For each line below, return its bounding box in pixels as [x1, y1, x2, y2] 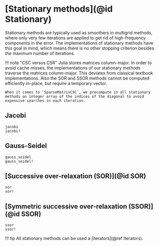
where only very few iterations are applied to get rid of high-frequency [5, 35, 146, 41]
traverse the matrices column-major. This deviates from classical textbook [5, 70, 154, 76]
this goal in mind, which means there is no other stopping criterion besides [5, 45, 154, 51]
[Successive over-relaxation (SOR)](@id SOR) [5, 172, 146, 180]
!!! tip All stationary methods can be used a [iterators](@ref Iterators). [5, 235, 143, 241]
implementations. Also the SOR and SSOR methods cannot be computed [5, 75, 149, 81]
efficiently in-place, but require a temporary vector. [5, 80, 108, 86]
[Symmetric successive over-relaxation [5, 202, 127, 211]
